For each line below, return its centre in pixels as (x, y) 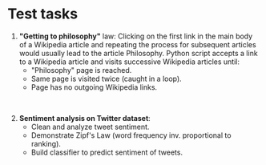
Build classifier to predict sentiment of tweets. (107, 152)
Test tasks (42, 14)
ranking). (46, 143)
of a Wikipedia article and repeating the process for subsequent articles (138, 44)
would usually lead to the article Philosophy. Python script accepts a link (138, 53)
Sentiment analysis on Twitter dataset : (85, 118)
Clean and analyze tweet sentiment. (90, 127)
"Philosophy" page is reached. (81, 70)
